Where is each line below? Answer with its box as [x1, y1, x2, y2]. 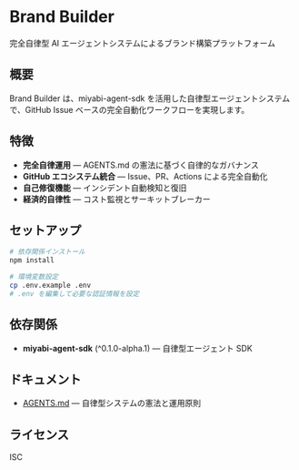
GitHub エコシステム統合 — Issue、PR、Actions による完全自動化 [22, 170, 268, 181]
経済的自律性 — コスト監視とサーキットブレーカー [22, 193, 211, 204]
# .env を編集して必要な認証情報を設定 [9, 289, 140, 298]
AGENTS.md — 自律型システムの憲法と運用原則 [22, 398, 202, 409]
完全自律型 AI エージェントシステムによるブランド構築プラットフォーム [9, 37, 275, 48]
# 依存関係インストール [9, 248, 85, 257]
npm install [9, 256, 55, 265]
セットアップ [9, 222, 82, 238]
